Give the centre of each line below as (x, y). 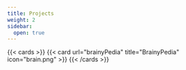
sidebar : (20, 26)
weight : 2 (22, 20)
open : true (29, 33)
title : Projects (31, 13)
